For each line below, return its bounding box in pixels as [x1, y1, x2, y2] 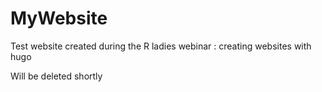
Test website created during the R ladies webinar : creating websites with [10, 40, 312, 52]
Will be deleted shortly [10, 70, 103, 82]
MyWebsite [10, 7, 108, 30]
